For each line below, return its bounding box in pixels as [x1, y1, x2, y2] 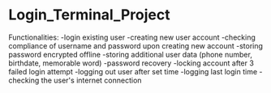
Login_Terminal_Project [8, 6, 170, 24]
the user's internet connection [41, 75, 142, 85]
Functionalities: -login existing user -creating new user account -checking [8, 32, 256, 42]
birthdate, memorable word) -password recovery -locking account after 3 [8, 58, 254, 68]
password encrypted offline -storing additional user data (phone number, [8, 49, 253, 59]
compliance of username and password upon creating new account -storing [8, 40, 264, 50]
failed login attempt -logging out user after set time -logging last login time [8, 66, 258, 76]
